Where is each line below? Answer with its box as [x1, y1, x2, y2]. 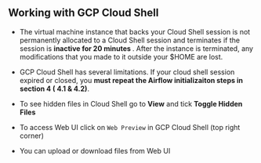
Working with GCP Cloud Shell [8, 6, 159, 20]
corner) [19, 131, 45, 140]
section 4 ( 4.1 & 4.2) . [19, 84, 90, 93]
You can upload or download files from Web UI [19, 146, 171, 155]
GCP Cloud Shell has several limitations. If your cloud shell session [19, 67, 235, 77]
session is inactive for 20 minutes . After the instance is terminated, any [19, 43, 253, 53]
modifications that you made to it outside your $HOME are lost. [19, 52, 223, 61]
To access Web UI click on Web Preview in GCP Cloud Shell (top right [19, 122, 241, 132]
